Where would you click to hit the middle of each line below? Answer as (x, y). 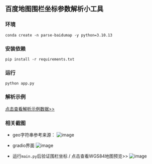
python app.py (20, 83)
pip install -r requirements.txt (40, 59)
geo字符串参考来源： (34, 134)
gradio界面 (23, 145)
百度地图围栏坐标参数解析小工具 (54, 9)
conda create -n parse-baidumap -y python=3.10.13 (59, 35)
